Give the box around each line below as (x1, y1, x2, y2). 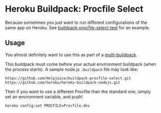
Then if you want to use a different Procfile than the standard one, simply (5, 89, 151, 94)
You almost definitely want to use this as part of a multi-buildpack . (5, 52, 138, 57)
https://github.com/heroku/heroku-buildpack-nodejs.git (5, 80, 120, 85)
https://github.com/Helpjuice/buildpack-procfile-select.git (5, 75, 131, 81)
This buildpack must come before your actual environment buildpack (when (5, 61, 157, 67)
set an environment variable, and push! (5, 94, 83, 99)
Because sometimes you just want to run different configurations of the (5, 19, 147, 25)
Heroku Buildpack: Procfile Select (5, 3, 144, 15)
